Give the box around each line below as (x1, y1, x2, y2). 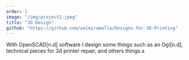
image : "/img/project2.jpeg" (6, 14, 78, 20)
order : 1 (6, 8, 28, 15)
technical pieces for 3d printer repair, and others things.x (6, 48, 145, 55)
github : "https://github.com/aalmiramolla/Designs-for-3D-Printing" (6, 25, 178, 31)
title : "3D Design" (6, 19, 54, 25)
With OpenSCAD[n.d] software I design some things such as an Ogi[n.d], (6, 41, 183, 48)
